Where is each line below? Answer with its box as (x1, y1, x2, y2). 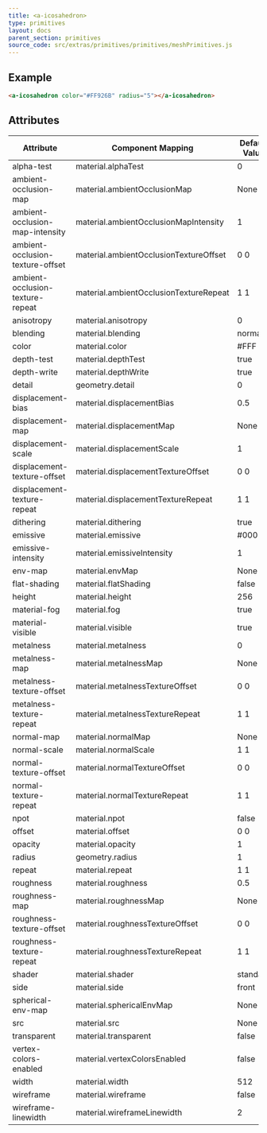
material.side (75, 981, 124, 992)
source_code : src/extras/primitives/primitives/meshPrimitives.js (8, 41, 233, 49)
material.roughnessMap (75, 895, 164, 906)
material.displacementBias (75, 397, 175, 408)
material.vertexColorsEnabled (75, 1053, 187, 1064)
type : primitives (8, 19, 66, 27)
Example (8, 71, 52, 84)
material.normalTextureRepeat (75, 790, 189, 801)
